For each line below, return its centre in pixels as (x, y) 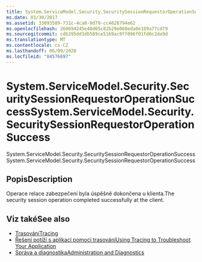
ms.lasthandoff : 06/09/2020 (41, 51)
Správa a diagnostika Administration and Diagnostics (79, 252)
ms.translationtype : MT (36, 40)
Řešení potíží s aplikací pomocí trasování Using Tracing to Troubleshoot (103, 240)
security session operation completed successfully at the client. (85, 200)
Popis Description (39, 179)
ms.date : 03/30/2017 (32, 17)
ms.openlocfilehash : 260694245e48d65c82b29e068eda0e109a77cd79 (87, 29)
